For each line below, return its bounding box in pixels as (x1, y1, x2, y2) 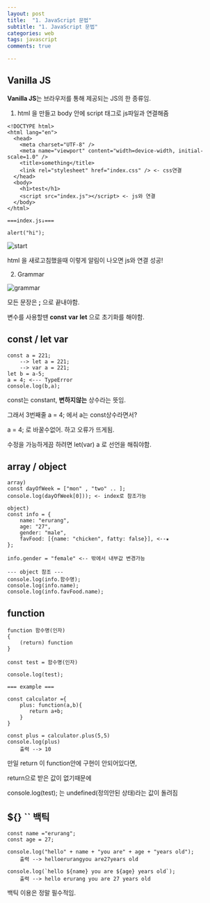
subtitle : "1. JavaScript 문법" (7, 23, 99, 30)
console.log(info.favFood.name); (7, 588, 104, 596)
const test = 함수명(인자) (7, 659, 79, 666)
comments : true (7, 43, 51, 50)
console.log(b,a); (7, 382, 60, 390)
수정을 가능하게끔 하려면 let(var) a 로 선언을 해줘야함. (7, 440, 152, 448)
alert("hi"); (7, 229, 45, 236)
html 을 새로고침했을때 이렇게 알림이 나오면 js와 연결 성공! (7, 256, 163, 264)
